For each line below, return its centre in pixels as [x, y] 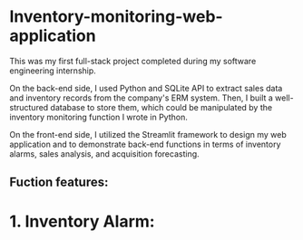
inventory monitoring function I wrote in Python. [98, 117]
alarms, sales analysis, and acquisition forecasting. [104, 154]
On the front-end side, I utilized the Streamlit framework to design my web [148, 134]
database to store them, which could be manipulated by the [161, 107]
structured [29, 107]
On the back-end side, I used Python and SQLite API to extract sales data [146, 88]
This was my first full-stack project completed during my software [133, 61]
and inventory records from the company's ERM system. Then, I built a [142, 98]
